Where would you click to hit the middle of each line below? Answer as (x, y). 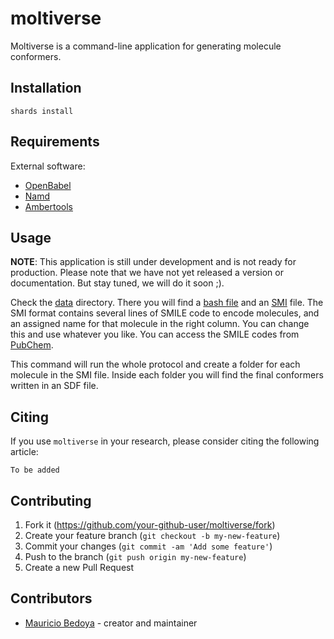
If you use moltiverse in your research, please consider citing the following (165, 441)
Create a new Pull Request (79, 567)
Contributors (51, 598)
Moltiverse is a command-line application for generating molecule (146, 46)
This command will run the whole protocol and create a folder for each (155, 364)
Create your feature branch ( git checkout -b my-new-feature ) (152, 535)
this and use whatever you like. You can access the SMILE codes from (155, 334)
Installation (46, 88)
